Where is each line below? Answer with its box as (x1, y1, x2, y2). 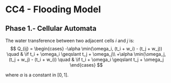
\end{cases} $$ (69, 62, 103, 68)
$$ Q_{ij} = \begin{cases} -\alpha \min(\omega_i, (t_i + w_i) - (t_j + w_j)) (10, 46, 163, 52)
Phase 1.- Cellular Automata (5, 24, 97, 33)
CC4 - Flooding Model (5, 4, 101, 15)
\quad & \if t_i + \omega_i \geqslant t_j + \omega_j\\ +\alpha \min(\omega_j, (7, 51, 166, 57)
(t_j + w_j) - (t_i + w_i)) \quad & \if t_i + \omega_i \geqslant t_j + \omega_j (8, 56, 164, 63)
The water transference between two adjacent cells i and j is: (5, 37, 135, 44)
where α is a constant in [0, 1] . (5, 72, 69, 78)
